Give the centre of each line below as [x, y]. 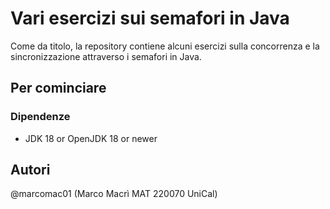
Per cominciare [58, 88]
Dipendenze [40, 117]
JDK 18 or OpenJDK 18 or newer [91, 138]
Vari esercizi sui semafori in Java [150, 18]
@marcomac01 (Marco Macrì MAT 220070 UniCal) [114, 194]
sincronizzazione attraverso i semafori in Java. [106, 56]
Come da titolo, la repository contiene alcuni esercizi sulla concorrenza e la [165, 46]
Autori [30, 170]
